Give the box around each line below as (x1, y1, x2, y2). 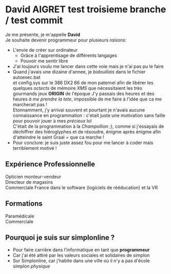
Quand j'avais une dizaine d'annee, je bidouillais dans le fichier (12, 68, 146, 75)
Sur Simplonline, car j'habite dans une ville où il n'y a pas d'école (12, 258, 150, 264)
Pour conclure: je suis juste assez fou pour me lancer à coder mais (12, 140, 154, 146)
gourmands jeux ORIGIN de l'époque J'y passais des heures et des (12, 90, 155, 96)
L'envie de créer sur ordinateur (12, 47, 78, 53)
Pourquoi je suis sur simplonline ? (5, 233, 115, 242)
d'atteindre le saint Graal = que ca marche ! (12, 134, 104, 140)
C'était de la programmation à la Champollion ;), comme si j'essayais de (12, 123, 164, 129)
